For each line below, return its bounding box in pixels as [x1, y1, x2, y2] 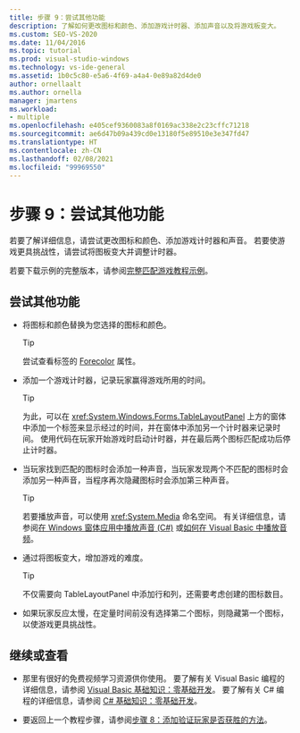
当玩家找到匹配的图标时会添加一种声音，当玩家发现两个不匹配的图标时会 [21, 464, 288, 475]
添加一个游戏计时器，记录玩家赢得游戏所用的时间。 [21, 375, 211, 385]
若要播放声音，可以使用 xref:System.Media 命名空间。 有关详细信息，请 [21, 511, 287, 522]
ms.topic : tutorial [9, 46, 82, 55]
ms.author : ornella [9, 88, 82, 97]
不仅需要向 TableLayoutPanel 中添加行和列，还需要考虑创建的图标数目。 [21, 589, 288, 600]
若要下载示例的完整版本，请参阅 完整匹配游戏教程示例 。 [9, 265, 212, 276]
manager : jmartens [9, 96, 78, 105]
